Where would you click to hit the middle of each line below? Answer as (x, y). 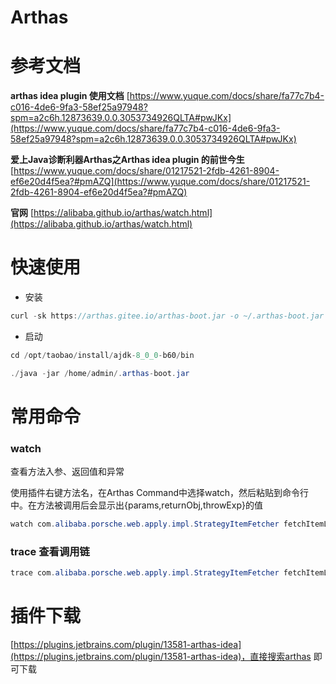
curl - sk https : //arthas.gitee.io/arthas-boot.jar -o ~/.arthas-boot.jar (167, 316)
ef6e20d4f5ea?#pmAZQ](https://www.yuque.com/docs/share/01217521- (160, 182)
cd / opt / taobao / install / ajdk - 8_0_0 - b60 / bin (102, 355)
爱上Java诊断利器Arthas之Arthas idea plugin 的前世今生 (127, 160)
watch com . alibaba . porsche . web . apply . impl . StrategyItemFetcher (145, 524)
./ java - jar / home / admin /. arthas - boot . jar (100, 373)
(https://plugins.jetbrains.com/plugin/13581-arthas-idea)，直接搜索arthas (161, 657)
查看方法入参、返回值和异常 (67, 472)
